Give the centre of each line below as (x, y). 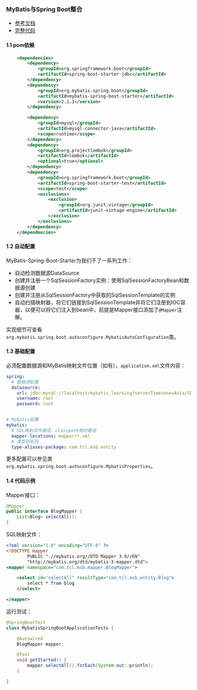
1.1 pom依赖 (20, 45)
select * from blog (51, 583)
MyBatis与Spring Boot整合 (44, 9)
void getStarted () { (42, 660)
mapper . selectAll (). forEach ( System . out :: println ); (90, 666)
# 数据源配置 (25, 382)
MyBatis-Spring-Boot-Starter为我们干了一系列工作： (69, 260)
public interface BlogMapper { (44, 511)
